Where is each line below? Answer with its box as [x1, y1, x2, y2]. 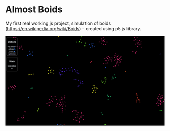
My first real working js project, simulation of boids [5, 20, 111, 26]
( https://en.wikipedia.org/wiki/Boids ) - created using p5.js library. [5, 25, 141, 31]
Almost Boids [5, 4, 63, 15]
